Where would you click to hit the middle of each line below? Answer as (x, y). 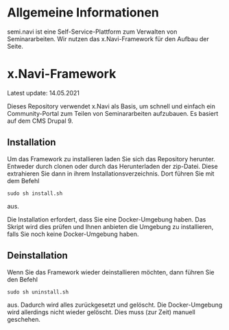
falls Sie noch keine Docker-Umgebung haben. (73, 234)
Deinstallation (38, 256)
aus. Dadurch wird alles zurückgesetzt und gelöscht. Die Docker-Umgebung (115, 305)
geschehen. (24, 319)
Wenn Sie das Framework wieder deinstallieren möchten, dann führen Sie (111, 272)
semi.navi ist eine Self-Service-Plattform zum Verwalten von (92, 32)
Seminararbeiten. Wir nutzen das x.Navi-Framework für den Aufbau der (108, 38)
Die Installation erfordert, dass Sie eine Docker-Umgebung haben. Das (107, 219)
